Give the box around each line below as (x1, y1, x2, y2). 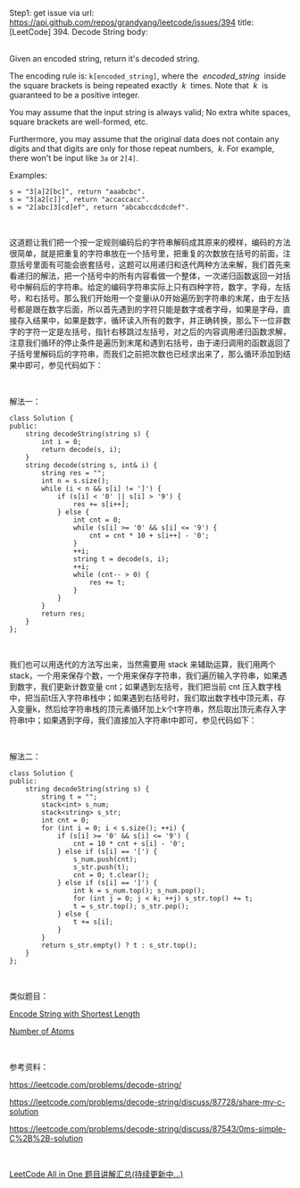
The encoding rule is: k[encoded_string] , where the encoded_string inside (9, 71, 287, 81)
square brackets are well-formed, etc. (9, 116, 149, 127)
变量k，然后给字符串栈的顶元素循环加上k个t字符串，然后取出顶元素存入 (16, 704, 279, 714)
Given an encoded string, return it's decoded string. (9, 54, 200, 63)
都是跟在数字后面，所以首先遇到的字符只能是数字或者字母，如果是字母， (16, 304, 283, 314)
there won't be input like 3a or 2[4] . (9, 153, 139, 163)
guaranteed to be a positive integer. (9, 89, 140, 100)
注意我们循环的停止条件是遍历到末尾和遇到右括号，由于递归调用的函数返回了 (9, 338, 291, 347)
